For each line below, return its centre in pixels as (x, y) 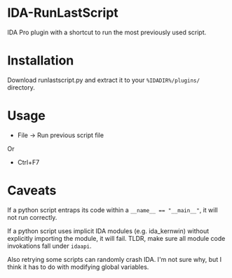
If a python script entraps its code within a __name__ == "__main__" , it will (113, 210)
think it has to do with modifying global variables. (78, 267)
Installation (41, 61)
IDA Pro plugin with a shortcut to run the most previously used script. (107, 32)
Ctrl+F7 (28, 162)
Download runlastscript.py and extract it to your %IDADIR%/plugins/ (104, 80)
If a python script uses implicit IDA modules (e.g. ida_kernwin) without (108, 231)
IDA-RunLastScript (63, 13)
